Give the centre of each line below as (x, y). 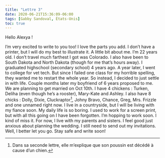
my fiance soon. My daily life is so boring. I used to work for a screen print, (81, 110)
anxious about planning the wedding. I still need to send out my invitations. (81, 126)
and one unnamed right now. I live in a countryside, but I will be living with (80, 105)
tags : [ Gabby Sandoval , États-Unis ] (42, 19)
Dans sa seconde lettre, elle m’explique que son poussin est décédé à (83, 145)
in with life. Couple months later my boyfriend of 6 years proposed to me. (79, 83)
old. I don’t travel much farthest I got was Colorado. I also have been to (77, 57)
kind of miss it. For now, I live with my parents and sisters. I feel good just (79, 120)
